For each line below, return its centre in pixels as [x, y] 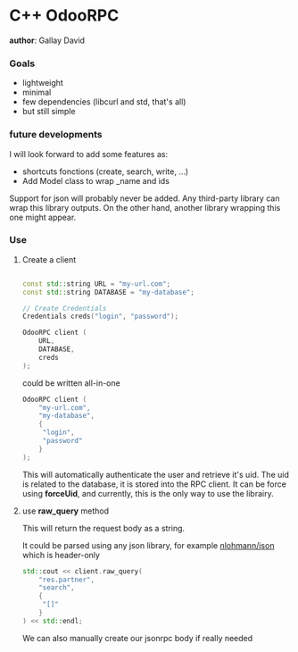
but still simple [49, 112]
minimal [37, 92]
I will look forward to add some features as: [88, 154]
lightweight [43, 83]
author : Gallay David [47, 40]
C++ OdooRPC [64, 16]
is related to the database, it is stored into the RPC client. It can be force [154, 484]
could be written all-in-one [71, 383]
